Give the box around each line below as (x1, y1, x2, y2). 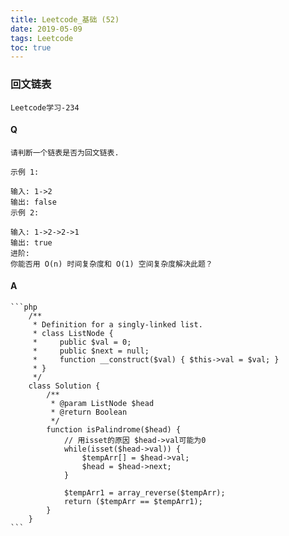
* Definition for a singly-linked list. (32, 319, 203, 330)
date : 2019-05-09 (10, 24, 83, 34)
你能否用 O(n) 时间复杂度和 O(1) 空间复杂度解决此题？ (10, 259, 213, 269)
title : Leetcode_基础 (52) (10, 14, 120, 25)
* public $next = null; (32, 346, 150, 356)
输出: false (10, 197, 57, 207)
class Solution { (28, 381, 101, 391)
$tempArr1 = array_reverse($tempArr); (63, 487, 226, 498)
